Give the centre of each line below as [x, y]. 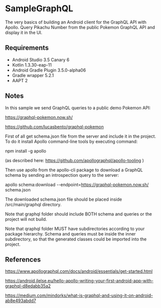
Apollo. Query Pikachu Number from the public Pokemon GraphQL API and [80, 27]
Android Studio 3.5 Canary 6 [41, 60]
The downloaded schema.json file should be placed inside [63, 199]
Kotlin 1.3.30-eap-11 [32, 65]
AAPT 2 [20, 80]
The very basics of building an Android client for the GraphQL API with [76, 22]
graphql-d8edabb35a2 [28, 286]
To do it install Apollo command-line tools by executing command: [71, 141]
